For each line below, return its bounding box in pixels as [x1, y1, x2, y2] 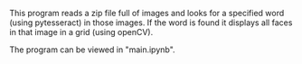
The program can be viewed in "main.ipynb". [9, 44, 175, 55]
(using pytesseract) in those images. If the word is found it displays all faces [9, 17, 293, 28]
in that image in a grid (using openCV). [9, 27, 154, 37]
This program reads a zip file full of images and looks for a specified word [9, 8, 285, 18]
